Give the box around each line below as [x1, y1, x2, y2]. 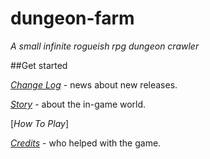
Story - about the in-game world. [10, 98, 147, 110]
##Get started [10, 59, 68, 71]
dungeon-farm [10, 7, 135, 30]
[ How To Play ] [10, 117, 70, 129]
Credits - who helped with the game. [10, 137, 162, 149]
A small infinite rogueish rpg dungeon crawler [10, 40, 200, 52]
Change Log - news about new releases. [10, 78, 178, 91]
